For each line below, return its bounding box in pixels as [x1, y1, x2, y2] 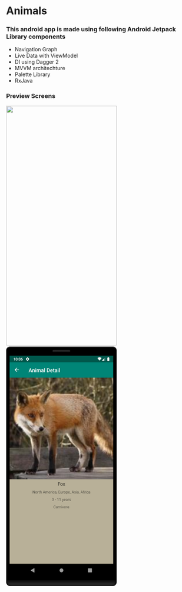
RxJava [14, 77, 33, 84]
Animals [6, 4, 48, 18]
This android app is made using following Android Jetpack [6, 25, 177, 34]
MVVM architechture [14, 65, 66, 72]
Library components [6, 32, 66, 41]
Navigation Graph [14, 46, 58, 53]
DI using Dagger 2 [14, 58, 59, 65]
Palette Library [14, 71, 51, 78]
